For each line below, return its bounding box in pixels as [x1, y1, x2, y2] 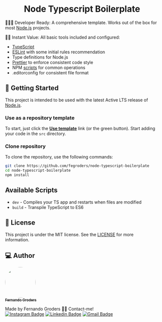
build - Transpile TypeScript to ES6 [12, 204, 84, 210]
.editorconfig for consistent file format [12, 69, 89, 75]
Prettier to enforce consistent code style [12, 59, 94, 65]
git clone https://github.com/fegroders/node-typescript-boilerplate [5, 163, 150, 168]
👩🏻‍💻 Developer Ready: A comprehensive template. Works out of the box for [5, 20, 157, 25]
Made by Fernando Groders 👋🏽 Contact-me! [5, 306, 94, 312]
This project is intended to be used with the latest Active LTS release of [5, 97, 148, 103]
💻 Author [5, 251, 35, 260]
